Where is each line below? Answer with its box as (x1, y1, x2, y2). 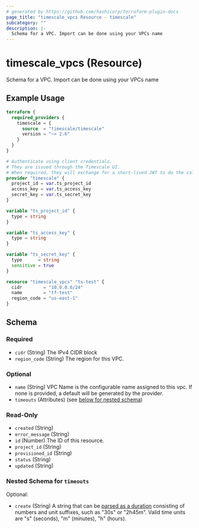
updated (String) (14, 462, 54, 470)
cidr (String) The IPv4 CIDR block (14, 348, 98, 356)
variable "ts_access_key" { (6, 230, 76, 235)
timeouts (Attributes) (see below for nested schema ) (14, 396, 143, 403)
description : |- (6, 25, 46, 32)
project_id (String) (14, 444, 62, 451)
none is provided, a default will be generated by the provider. (14, 389, 164, 397)
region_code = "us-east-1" (11, 296, 78, 301)
